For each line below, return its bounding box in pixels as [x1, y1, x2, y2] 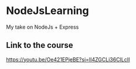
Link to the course [6, 40, 73, 50]
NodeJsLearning [6, 4, 89, 18]
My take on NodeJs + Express [6, 23, 79, 30]
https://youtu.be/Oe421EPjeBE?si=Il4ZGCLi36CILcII [6, 56, 130, 63]
